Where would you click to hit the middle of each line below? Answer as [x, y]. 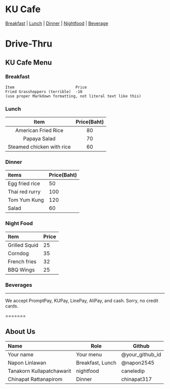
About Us [20, 332]
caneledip [133, 371]
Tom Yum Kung [26, 200]
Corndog [18, 253]
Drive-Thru [29, 44]
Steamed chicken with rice [39, 147]
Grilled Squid [23, 245]
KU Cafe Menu [29, 62]
